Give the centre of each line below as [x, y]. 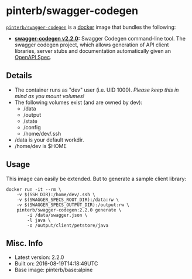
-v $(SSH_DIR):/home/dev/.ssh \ [56, 194]
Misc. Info [25, 243]
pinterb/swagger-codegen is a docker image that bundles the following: [91, 27]
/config [32, 127]
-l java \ [39, 220]
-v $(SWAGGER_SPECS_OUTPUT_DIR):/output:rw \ [73, 205]
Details [19, 75]
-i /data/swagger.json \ [57, 215]
